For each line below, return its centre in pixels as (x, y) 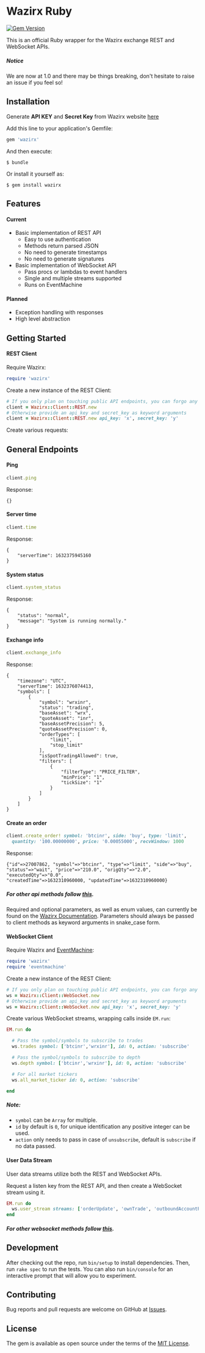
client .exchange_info (34, 653)
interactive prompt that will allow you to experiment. (71, 1275)
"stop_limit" (67, 745)
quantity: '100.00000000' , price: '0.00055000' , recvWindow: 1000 (98, 842)
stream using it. (26, 1192)
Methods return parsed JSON (61, 246)
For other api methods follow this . (50, 894)
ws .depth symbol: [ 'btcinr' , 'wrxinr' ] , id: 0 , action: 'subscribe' (99, 1063)
